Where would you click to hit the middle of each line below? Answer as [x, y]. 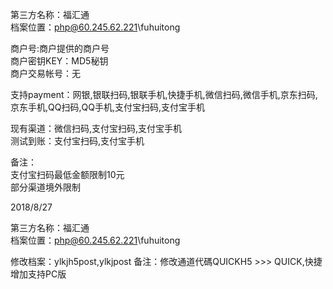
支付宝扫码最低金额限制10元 [67, 174]
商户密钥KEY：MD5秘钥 [59, 61]
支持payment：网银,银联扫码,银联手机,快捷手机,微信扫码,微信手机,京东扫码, [164, 94]
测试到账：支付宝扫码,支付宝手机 [77, 141]
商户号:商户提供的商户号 [60, 48]
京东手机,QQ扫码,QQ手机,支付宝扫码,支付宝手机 [107, 107]
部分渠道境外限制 [45, 187]
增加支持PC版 [38, 274]
